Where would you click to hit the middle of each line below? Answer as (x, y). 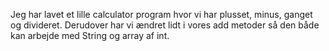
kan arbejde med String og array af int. (90, 35)
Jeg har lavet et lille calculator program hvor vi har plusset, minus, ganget (161, 14)
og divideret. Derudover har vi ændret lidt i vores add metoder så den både (165, 25)
